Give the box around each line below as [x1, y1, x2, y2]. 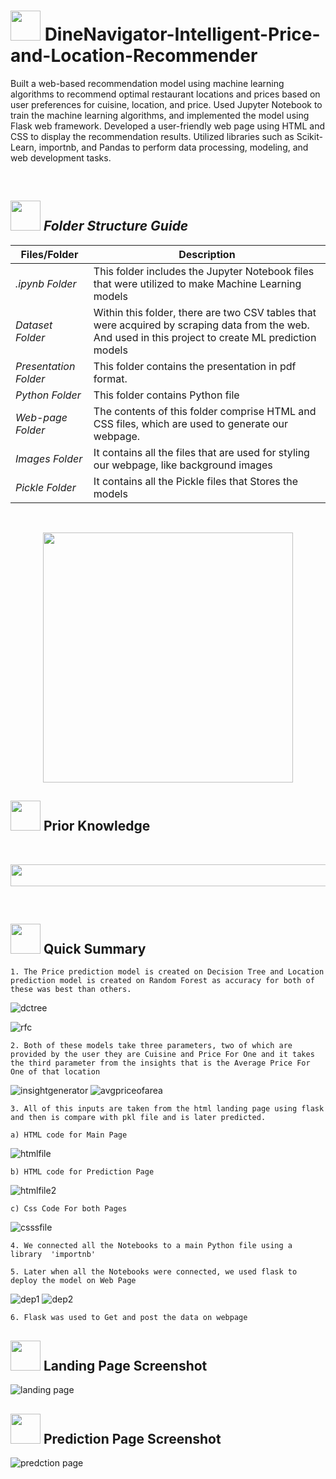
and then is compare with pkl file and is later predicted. [10, 1113, 267, 1123]
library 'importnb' [10, 1250, 97, 1260]
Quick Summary [43, 940, 147, 957]
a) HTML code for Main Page [10, 1130, 128, 1140]
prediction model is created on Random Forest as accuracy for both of [10, 976, 315, 986]
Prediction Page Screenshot [43, 1430, 222, 1447]
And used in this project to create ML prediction [93, 330, 317, 344]
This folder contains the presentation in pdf [93, 359, 297, 373]
